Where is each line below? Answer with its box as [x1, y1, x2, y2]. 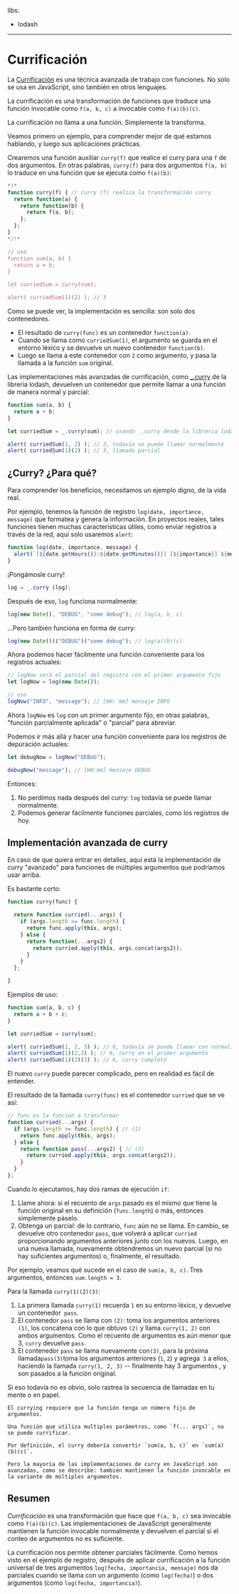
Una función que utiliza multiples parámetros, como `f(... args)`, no [7, 1423, 224, 1430]
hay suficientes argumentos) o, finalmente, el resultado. [17, 1251, 181, 1260]
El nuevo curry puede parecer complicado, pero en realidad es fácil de [7, 1069, 215, 1078]
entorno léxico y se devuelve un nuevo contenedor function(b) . [17, 344, 206, 352]
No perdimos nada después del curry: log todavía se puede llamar [17, 793, 212, 802]
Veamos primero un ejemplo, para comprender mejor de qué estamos [7, 131, 212, 140]
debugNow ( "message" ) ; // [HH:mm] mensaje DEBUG [7, 766, 152, 773]
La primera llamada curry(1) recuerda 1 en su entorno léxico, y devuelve [17, 1300, 231, 1309]
